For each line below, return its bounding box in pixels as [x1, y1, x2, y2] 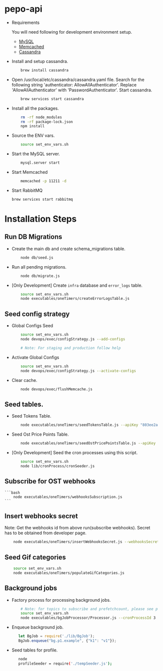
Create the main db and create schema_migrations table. [11, 246, 126, 252]
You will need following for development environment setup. [11, 29, 132, 35]
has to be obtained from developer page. [4, 530, 87, 536]
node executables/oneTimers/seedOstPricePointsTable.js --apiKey [20, 441, 156, 446]
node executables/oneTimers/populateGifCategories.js [13, 570, 125, 575]
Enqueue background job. [11, 624, 64, 630]
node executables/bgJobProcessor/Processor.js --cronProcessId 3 [20, 615, 156, 621]
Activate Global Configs [11, 354, 59, 360]
